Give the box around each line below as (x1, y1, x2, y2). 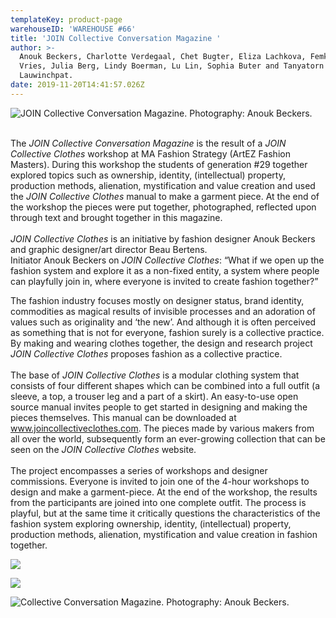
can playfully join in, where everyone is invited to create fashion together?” (10, 275, 319, 287)
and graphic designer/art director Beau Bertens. (10, 243, 208, 255)
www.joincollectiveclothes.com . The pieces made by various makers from (10, 422, 315, 434)
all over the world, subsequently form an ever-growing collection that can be (10, 432, 326, 445)
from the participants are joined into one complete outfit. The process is (10, 496, 307, 508)
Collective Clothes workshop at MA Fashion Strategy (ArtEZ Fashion (10, 147, 291, 160)
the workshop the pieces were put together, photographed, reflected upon (10, 201, 317, 213)
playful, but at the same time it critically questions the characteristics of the (10, 507, 321, 519)
